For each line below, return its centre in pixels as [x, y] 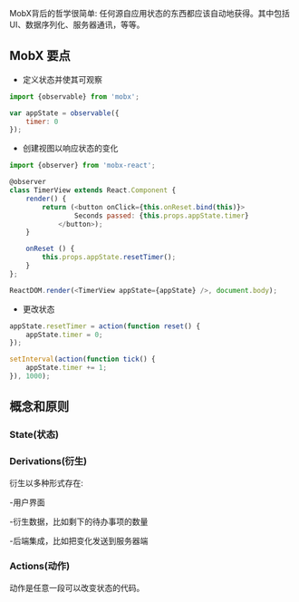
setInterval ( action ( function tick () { [82, 359]
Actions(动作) [40, 567]
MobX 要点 [40, 56]
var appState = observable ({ [64, 113]
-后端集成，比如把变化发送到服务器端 [79, 540]
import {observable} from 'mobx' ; [75, 97]
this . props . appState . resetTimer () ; [109, 257]
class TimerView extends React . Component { [93, 190]
